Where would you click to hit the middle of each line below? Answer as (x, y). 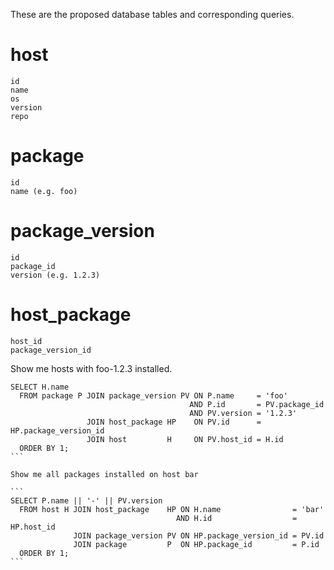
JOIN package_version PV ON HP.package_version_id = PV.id (199, 535)
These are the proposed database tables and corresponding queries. (152, 14)
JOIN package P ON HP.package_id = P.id (196, 544)
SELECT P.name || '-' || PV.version (86, 500)
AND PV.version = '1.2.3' (243, 413)
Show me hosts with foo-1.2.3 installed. (91, 368)
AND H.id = (236, 518)
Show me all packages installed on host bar (104, 474)
